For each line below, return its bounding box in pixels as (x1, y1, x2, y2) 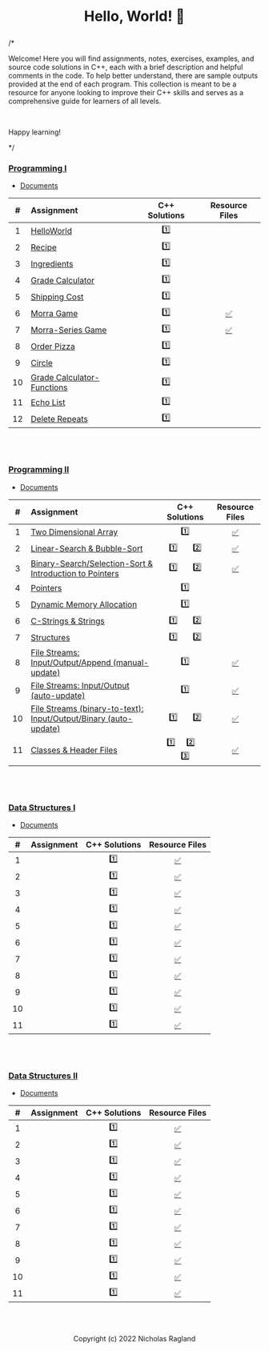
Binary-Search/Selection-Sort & (30, 558, 154, 569)
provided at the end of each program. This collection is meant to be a (8, 79, 237, 89)
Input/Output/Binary (30, 712, 106, 724)
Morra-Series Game (30, 324, 107, 335)
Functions (30, 382, 68, 393)
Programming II (8, 464, 70, 475)
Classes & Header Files (30, 744, 118, 756)
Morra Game (30, 307, 78, 319)
